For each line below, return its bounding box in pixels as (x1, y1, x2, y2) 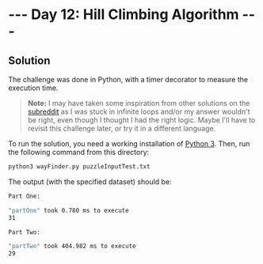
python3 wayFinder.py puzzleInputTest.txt (8, 163, 151, 171)
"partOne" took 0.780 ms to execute (8, 206, 129, 214)
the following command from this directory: (8, 148, 150, 157)
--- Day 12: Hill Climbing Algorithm (8, 6, 239, 24)
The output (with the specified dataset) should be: (8, 176, 172, 187)
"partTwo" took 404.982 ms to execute (8, 243, 136, 251)
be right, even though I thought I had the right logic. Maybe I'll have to (27, 115, 256, 124)
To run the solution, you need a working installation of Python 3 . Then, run (8, 139, 250, 148)
